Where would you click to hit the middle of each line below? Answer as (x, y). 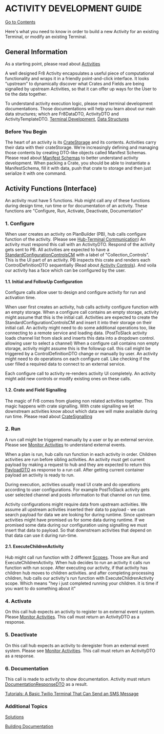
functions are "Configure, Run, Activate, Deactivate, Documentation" (74, 211)
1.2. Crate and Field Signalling (36, 390)
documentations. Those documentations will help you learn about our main (80, 108)
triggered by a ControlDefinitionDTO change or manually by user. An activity (82, 354)
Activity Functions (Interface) (51, 189)
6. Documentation (27, 668)
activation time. (20, 298)
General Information (36, 52)
